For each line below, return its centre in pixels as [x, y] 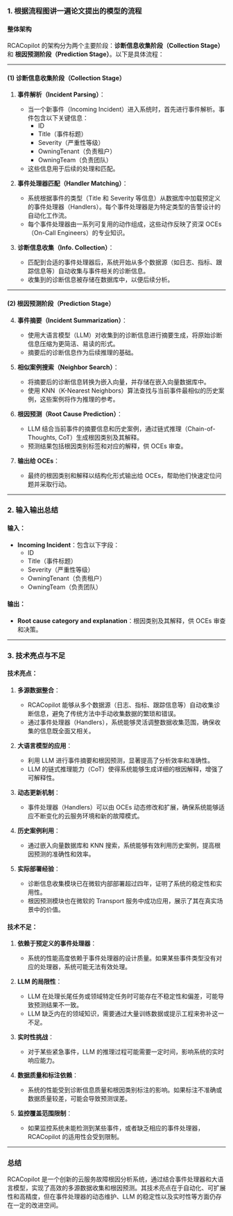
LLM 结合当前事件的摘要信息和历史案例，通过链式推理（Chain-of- [122, 429]
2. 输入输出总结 [33, 510]
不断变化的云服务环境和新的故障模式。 [88, 816]
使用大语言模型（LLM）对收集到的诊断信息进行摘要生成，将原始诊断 [125, 335]
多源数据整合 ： [38, 690]
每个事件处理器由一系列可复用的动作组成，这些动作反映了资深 [116, 224]
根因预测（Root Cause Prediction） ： [70, 413]
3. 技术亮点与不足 [36, 656]
